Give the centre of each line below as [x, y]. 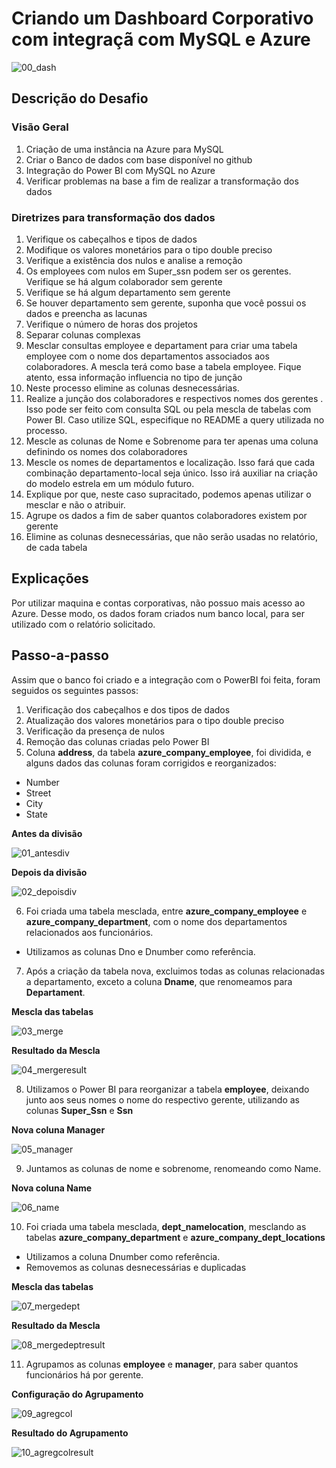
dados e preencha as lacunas [86, 313]
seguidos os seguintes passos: [75, 690]
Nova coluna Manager [58, 1129]
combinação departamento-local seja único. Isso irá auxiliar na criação [171, 473]
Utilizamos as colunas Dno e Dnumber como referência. [140, 951]
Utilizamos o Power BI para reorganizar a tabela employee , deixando [167, 1089]
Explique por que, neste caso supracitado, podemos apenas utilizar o [168, 494]
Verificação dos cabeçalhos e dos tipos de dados [128, 709]
